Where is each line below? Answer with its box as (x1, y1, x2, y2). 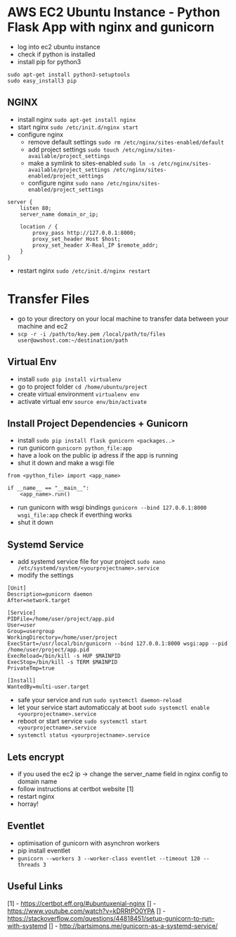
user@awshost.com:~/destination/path (17, 336, 129, 344)
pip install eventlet (17, 846, 71, 855)
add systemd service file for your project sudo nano (17, 558, 166, 566)
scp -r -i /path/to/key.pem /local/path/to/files (17, 331, 166, 338)
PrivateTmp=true (7, 665, 55, 672)
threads (17, 861, 40, 868)
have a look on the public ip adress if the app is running (17, 451, 178, 460)
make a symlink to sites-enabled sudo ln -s (27, 159, 155, 167)
